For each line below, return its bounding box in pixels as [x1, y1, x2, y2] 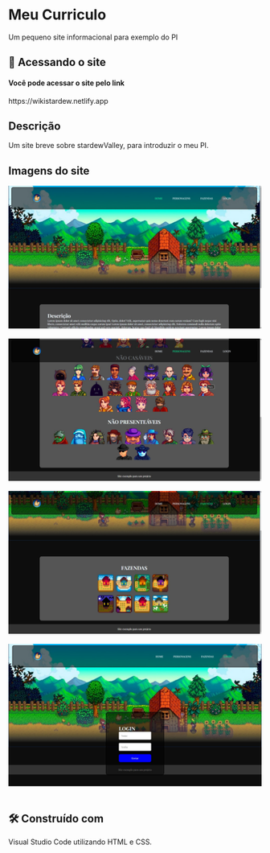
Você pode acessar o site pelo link [8, 78, 125, 88]
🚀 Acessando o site [8, 56, 106, 69]
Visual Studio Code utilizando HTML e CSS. [8, 837, 153, 847]
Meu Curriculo [8, 6, 107, 24]
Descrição [8, 119, 61, 133]
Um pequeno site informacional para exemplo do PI [8, 32, 178, 42]
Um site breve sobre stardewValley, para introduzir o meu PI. [8, 141, 209, 150]
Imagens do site [8, 163, 90, 178]
